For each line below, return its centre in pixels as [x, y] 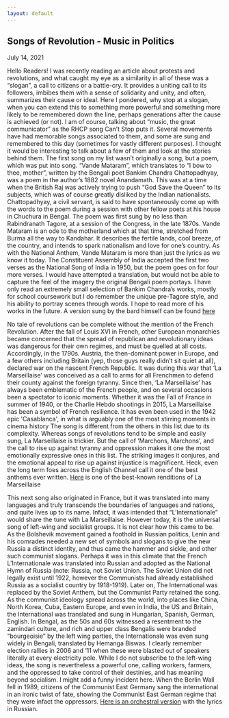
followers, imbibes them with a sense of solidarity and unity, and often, [107, 92]
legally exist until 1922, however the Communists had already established [110, 578]
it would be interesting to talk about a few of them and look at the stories [109, 151]
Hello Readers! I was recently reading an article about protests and [101, 71]
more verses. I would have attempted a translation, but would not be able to [113, 275]
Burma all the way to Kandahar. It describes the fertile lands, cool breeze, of [114, 238]
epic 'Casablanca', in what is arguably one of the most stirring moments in [111, 419]
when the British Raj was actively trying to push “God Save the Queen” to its [114, 187]
